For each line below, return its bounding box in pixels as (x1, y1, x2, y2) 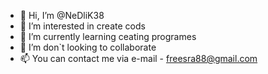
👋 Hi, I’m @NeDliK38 (19, 10, 105, 21)
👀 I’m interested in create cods (19, 20, 146, 32)
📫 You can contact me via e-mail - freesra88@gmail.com (19, 53, 258, 64)
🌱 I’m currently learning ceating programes (19, 31, 197, 42)
